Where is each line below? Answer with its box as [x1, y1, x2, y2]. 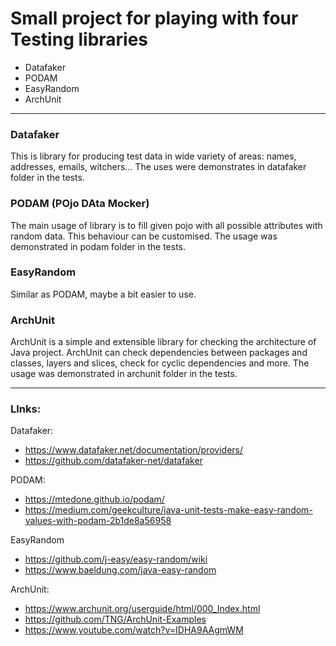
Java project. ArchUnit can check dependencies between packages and [10, 347, 308, 359]
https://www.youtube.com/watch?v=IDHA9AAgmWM [24, 624, 244, 636]
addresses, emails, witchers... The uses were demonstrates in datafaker [10, 161, 307, 173]
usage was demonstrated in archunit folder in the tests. [10, 368, 238, 380]
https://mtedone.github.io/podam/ [24, 493, 165, 506]
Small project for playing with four [10, 7, 299, 30]
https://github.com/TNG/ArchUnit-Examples [24, 613, 207, 626]
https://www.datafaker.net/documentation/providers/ [24, 444, 244, 456]
